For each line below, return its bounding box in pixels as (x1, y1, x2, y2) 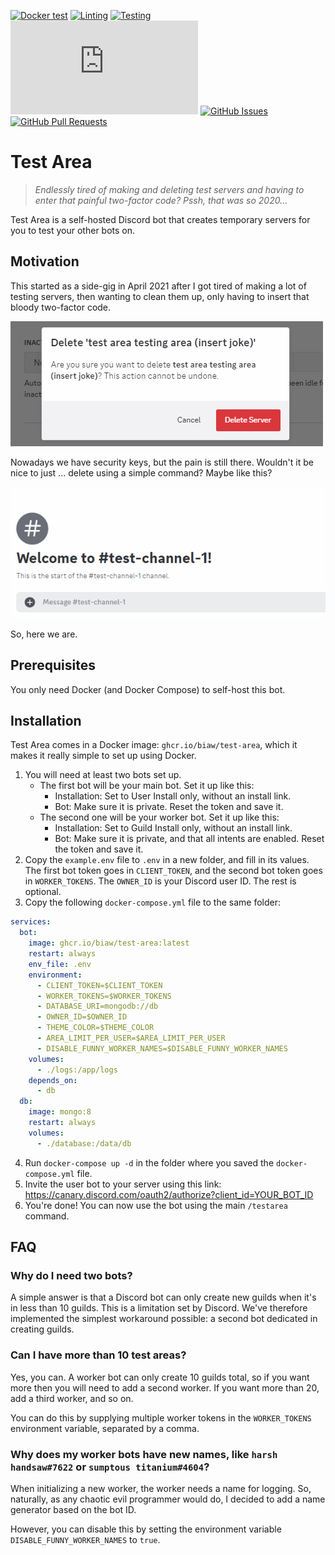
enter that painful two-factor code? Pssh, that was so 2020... (34, 194, 288, 206)
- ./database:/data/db (36, 1138, 132, 1149)
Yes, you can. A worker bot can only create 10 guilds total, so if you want (10, 1371, 310, 1383)
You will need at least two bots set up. (24, 769, 182, 781)
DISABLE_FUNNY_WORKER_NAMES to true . (10, 1533, 161, 1545)
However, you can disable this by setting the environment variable (10, 1523, 282, 1535)
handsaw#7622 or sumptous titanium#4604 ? (10, 1460, 210, 1474)
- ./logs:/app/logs (36, 1065, 118, 1075)
